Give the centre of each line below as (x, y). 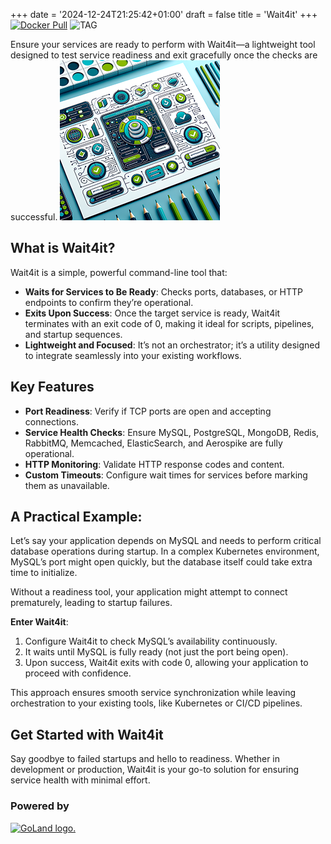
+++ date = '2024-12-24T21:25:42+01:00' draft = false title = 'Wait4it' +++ (164, 14)
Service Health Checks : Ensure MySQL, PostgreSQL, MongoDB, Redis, (172, 432)
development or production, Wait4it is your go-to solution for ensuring (155, 770)
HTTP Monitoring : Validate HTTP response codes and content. (154, 464)
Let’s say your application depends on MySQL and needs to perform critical (166, 541)
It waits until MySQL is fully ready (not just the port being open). (156, 652)
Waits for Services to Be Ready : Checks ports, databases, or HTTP (164, 291)
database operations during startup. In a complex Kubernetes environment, (165, 551)
